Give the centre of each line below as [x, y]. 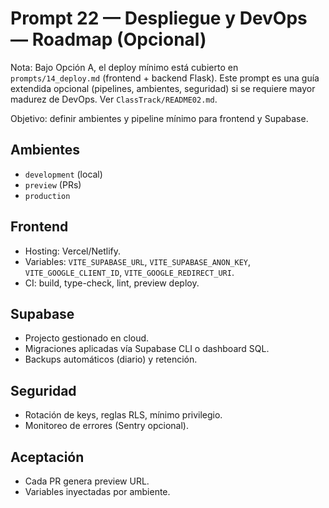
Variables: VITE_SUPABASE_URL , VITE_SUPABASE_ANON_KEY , [137, 261]
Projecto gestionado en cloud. [87, 338]
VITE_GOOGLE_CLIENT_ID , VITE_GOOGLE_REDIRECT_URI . [129, 272]
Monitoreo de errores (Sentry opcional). [106, 426]
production [47, 196]
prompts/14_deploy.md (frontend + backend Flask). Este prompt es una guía [165, 78]
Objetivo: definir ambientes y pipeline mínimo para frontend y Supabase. [159, 118]
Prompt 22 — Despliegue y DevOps [159, 18]
